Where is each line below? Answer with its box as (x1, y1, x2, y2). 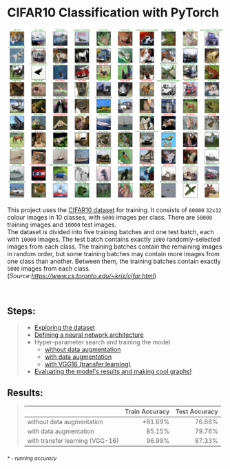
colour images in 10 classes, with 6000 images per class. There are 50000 (7, 213, 213, 222)
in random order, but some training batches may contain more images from (7, 250, 220, 258)
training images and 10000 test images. (7, 220, 117, 229)
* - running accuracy (7, 455, 57, 462)
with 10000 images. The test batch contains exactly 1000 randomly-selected (7, 236, 220, 244)
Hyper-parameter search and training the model (34, 337, 171, 346)
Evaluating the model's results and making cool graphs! (34, 367, 192, 375)
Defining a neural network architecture (34, 331, 145, 339)
